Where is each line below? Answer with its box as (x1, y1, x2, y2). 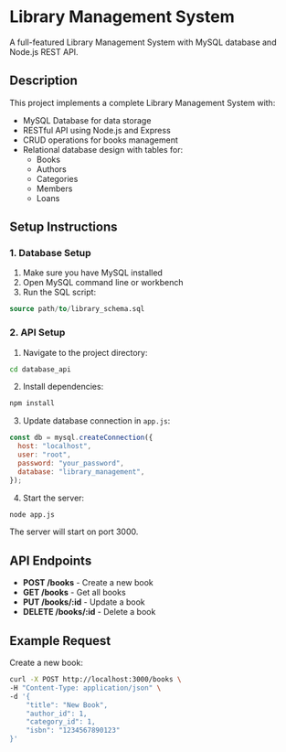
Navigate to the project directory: (22, 347, 148, 358)
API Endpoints (9, 553, 92, 568)
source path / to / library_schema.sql (9, 305, 145, 314)
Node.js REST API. (9, 46, 79, 57)
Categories (36, 173, 79, 184)
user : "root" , (17, 450, 71, 459)
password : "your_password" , (17, 458, 125, 467)
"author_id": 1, (26, 709, 89, 718)
